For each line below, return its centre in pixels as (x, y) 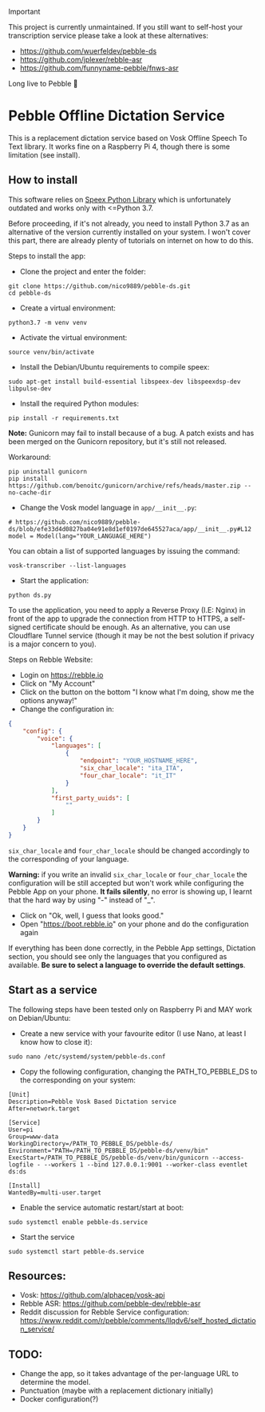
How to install (43, 180)
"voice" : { (55, 738)
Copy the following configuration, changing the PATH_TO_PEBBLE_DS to (138, 1071)
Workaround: (30, 457)
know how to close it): (56, 1042)
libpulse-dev (30, 388)
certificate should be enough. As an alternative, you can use (131, 626)
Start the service (47, 1237)
